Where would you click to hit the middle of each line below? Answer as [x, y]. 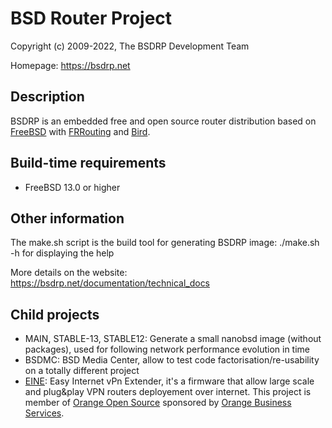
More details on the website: [69, 273]
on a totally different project [82, 371]
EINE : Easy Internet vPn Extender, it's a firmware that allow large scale [169, 381]
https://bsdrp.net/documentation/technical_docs [110, 283]
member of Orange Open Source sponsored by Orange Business [158, 403]
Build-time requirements [88, 163]
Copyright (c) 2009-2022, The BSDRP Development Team [130, 46]
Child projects [55, 314]
